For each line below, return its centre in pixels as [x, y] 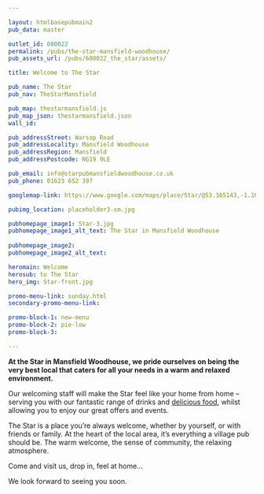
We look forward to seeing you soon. [68, 481]
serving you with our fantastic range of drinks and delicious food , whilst [125, 402]
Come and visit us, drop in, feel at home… [75, 466]
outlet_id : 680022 [38, 44]
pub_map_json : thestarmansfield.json [70, 116]
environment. [31, 378]
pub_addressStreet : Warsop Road [61, 137]
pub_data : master [37, 30]
